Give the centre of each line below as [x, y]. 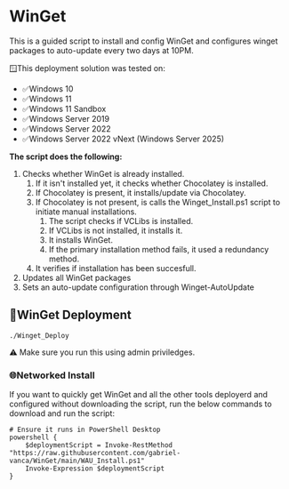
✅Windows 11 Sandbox [64, 108]
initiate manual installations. [86, 212]
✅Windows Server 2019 [65, 118]
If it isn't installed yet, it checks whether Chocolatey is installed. [152, 183]
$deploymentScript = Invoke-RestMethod [99, 445]
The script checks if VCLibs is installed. [121, 220]
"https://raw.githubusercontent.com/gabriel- [95, 453]
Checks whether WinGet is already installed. [103, 173]
